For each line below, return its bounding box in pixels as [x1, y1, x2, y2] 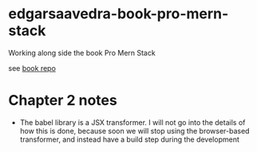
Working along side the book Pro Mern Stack [8, 48, 156, 57]
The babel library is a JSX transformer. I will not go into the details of [19, 117, 246, 127]
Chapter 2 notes [8, 92, 117, 110]
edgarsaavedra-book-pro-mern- [8, 5, 229, 23]
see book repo [8, 63, 56, 72]
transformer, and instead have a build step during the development [19, 134, 239, 144]
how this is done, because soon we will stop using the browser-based [19, 126, 250, 135]
